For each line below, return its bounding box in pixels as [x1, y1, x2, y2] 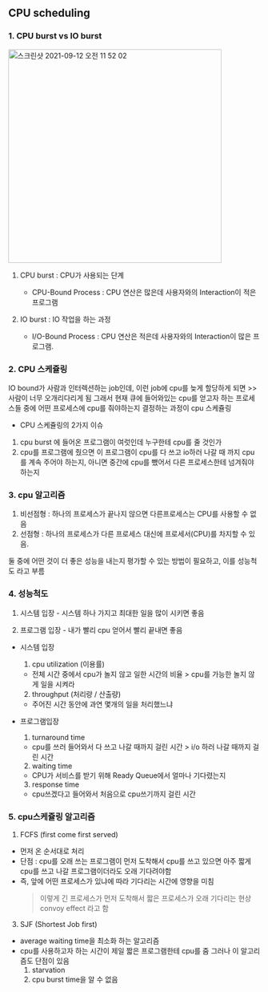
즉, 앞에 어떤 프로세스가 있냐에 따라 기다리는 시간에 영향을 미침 [19, 876, 214, 885]
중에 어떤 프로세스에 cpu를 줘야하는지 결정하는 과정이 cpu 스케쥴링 [22, 403, 232, 412]
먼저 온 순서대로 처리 [19, 846, 85, 856]
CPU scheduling [8, 6, 90, 20]
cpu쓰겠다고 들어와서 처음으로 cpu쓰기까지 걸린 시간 [31, 789, 196, 799]
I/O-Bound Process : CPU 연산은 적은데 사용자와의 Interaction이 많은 [31, 331, 252, 341]
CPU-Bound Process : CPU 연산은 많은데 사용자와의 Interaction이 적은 [31, 287, 257, 297]
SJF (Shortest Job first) [19, 919, 98, 929]
